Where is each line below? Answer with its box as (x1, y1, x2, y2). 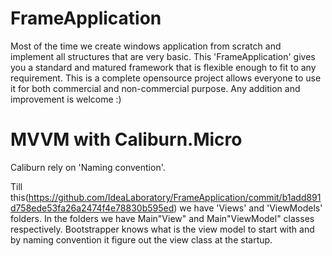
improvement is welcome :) (10, 93, 122, 105)
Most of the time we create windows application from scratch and (10, 40, 282, 52)
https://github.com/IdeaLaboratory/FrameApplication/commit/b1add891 (28, 191, 322, 203)
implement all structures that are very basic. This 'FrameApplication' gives (10, 50, 316, 62)
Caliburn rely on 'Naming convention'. (10, 161, 166, 173)
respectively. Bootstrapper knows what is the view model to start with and (10, 223, 315, 235)
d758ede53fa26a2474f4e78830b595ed (10, 202, 175, 214)
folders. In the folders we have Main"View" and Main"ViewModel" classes (10, 212, 315, 224)
